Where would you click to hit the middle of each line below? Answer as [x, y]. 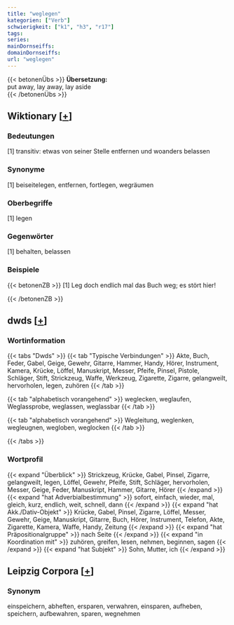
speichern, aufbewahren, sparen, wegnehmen [74, 614]
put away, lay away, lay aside [49, 87]
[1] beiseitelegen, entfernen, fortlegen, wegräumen [81, 185]
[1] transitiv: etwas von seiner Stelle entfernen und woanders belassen [109, 151]
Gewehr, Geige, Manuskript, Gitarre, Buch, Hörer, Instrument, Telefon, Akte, [116, 519]
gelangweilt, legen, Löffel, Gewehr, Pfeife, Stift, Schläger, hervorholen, [109, 482]
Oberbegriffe [30, 202]
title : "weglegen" [34, 14]
